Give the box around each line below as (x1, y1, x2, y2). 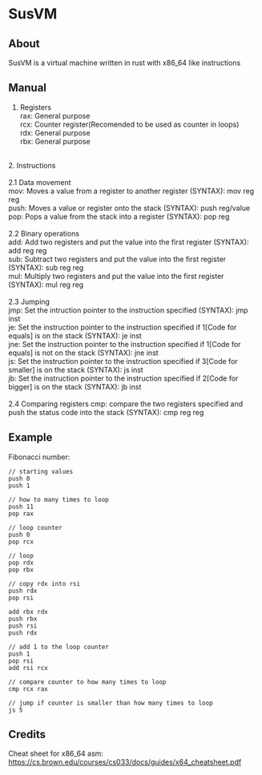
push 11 (8, 503, 34, 511)
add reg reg (8, 245, 47, 255)
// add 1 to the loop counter (8, 643, 110, 651)
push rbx (8, 615, 38, 623)
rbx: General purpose (19, 136, 91, 146)
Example (8, 430, 53, 445)
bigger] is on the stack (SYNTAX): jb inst (8, 381, 142, 391)
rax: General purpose (19, 111, 91, 120)
